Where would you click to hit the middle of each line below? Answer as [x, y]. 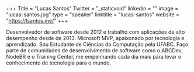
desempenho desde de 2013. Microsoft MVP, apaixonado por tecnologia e [95, 38]
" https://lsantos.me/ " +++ [37, 21]
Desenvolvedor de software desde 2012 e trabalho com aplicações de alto [96, 32]
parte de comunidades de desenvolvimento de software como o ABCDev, [94, 51]
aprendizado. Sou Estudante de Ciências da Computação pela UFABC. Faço [97, 44]
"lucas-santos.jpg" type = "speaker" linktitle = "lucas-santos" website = [93, 15]
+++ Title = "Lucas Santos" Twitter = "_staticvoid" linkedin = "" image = [92, 8]
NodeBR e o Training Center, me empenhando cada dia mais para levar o [94, 57]
